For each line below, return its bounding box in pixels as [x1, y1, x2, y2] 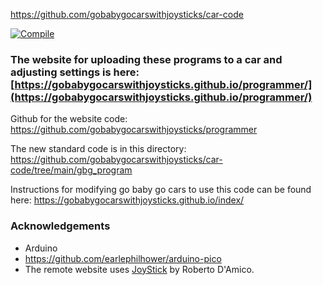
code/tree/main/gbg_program [10, 164, 133, 176]
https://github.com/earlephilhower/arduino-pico [24, 252, 222, 264]
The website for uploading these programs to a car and [10, 52, 283, 66]
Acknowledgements [10, 219, 111, 233]
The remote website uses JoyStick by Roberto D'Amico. [24, 263, 255, 275]
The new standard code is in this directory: [10, 143, 187, 155]
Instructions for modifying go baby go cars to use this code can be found [10, 184, 312, 196]
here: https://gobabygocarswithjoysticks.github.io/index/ [10, 194, 245, 206]
